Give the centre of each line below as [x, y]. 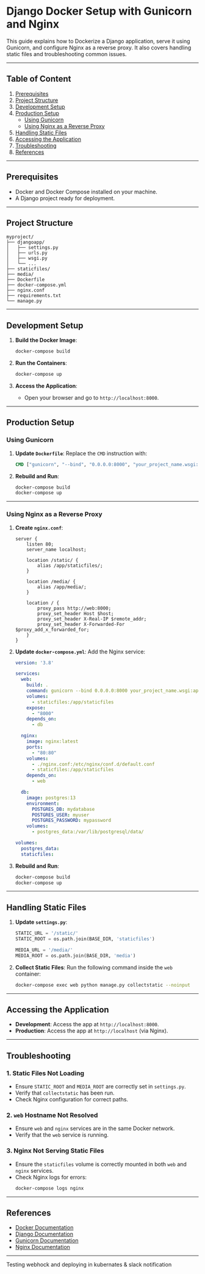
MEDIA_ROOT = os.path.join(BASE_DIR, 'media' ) [75, 956]
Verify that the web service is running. [62, 1135]
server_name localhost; [56, 549]
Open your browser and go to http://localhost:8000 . [92, 397]
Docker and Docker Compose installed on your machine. [86, 192]
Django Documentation [44, 1234]
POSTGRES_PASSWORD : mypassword [71, 821]
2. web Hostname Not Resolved [52, 1115]
